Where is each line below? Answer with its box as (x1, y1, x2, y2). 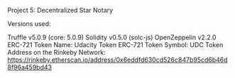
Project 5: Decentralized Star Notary (7, 6, 114, 14)
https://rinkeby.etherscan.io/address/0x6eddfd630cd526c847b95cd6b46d (7, 56, 229, 64)
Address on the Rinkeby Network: (7, 48, 106, 56)
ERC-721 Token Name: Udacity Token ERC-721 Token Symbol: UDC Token (7, 41, 224, 48)
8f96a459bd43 (7, 63, 52, 71)
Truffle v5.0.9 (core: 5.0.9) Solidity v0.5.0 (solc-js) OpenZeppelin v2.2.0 (7, 33, 217, 41)
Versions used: (7, 20, 51, 27)
